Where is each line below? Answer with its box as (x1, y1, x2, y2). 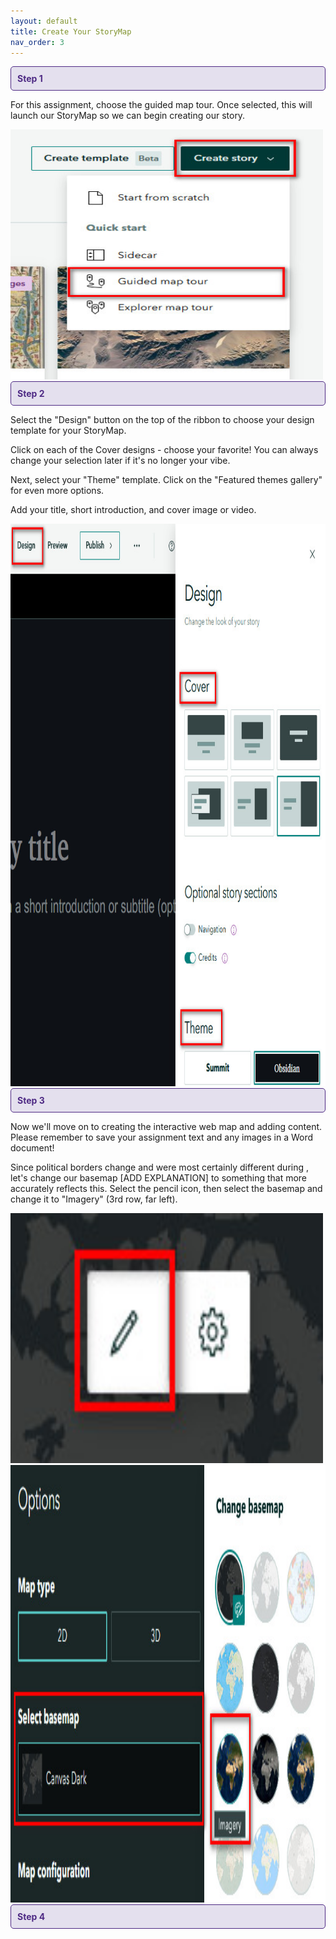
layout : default (10, 16, 78, 26)
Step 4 (17, 1911, 46, 1923)
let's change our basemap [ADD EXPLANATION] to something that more (10, 1172, 308, 1184)
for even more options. (10, 485, 105, 497)
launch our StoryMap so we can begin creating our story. (10, 110, 246, 122)
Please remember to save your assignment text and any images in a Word (10, 1131, 314, 1144)
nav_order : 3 (10, 37, 65, 47)
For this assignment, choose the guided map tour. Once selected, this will (10, 99, 313, 111)
